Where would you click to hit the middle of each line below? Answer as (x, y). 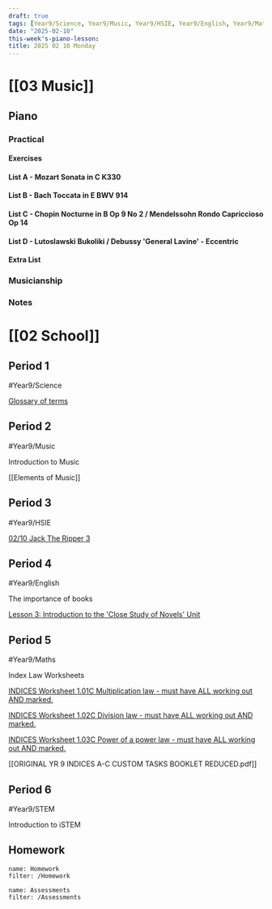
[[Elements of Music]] (45, 477)
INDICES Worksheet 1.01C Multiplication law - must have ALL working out (131, 691)
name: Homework (34, 868)
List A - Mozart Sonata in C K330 (65, 177)
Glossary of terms (38, 401)
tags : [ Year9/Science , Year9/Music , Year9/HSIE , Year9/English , (119, 24)
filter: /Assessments (45, 897)
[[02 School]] (54, 336)
